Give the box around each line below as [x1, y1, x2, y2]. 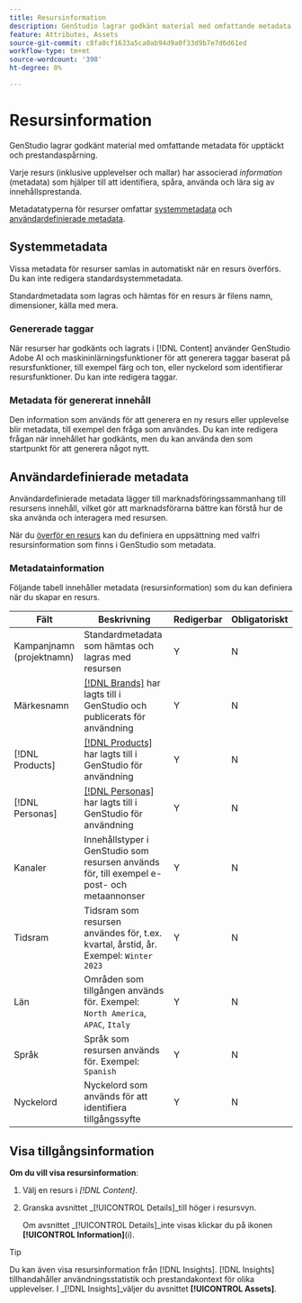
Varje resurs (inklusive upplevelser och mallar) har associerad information [9, 167, 283, 178]
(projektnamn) [13, 651, 75, 663]
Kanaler [13, 861, 47, 874]
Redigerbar [173, 614, 223, 626]
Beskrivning [97, 614, 151, 626]
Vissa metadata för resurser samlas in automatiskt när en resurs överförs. [9, 263, 281, 274]
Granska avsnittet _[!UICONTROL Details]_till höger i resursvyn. [22, 1202, 257, 1213]
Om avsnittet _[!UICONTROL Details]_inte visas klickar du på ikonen [22, 1220, 273, 1231]
